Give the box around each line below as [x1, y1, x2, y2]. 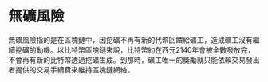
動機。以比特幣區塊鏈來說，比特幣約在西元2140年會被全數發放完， [35, 45, 255, 54]
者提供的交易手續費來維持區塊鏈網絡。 [8, 64, 134, 74]
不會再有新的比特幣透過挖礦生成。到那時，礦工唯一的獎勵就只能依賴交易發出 [8, 55, 260, 64]
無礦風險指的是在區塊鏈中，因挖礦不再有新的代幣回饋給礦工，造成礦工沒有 [8, 35, 253, 45]
